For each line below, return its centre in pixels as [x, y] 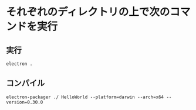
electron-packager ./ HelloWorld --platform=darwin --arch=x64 [85, 97]
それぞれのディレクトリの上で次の [88, 12]
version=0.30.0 [25, 102]
